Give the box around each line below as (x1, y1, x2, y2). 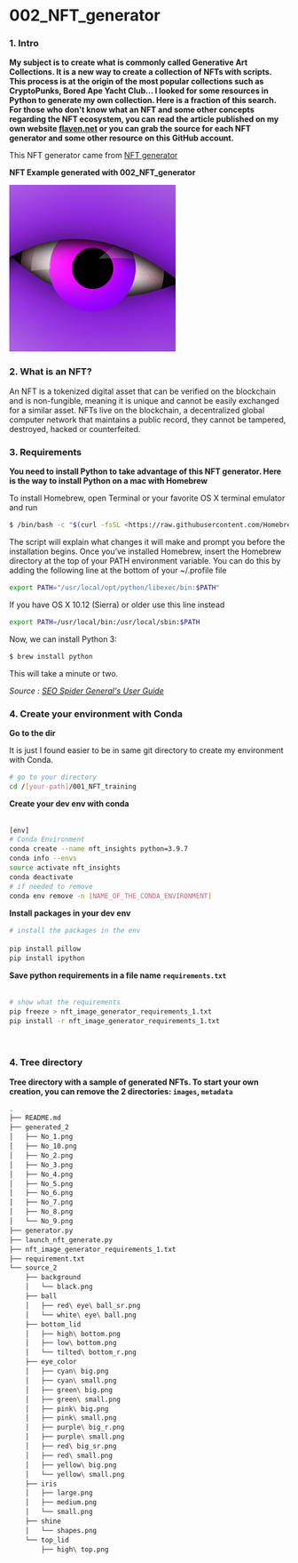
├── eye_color (25, 1358, 77, 1367)
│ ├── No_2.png (9, 1150, 74, 1160)
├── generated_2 (9, 1123, 69, 1132)
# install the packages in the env (9, 926, 141, 934)
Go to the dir (9, 727, 56, 738)
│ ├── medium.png (25, 1498, 98, 1507)
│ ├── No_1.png (9, 1133, 74, 1142)
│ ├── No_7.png (9, 1198, 74, 1207)
